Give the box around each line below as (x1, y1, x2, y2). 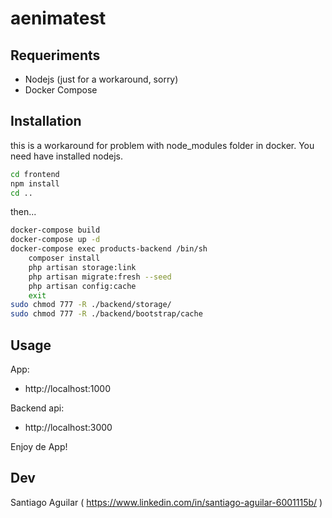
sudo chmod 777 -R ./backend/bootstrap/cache (10, 309, 203, 319)
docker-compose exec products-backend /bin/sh (10, 244, 208, 254)
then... (10, 206, 37, 218)
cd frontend (10, 169, 60, 179)
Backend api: (10, 402, 65, 414)
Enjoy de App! (10, 441, 68, 452)
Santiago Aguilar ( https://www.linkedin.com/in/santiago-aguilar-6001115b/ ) (10, 496, 323, 508)
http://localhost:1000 (24, 383, 111, 394)
